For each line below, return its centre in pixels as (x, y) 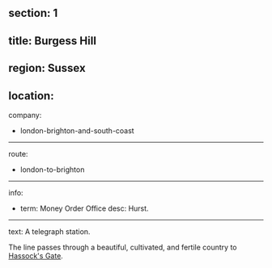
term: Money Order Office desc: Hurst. (84, 208)
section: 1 (33, 13)
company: (25, 115)
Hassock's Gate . (36, 255)
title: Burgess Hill (53, 41)
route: (18, 153)
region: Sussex (47, 68)
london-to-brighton (52, 170)
